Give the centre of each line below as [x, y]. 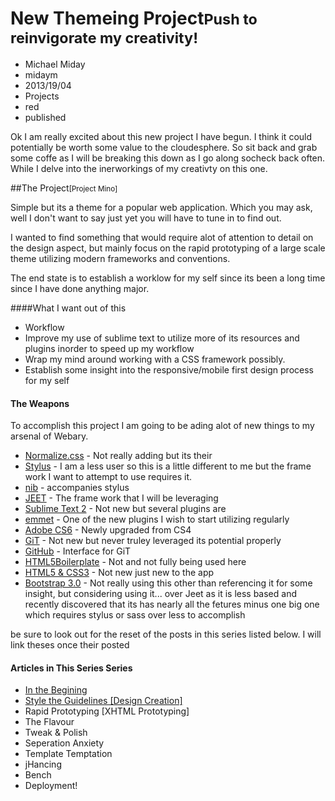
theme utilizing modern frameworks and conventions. [120, 258]
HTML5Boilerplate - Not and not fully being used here [135, 562]
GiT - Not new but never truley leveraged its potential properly [153, 541]
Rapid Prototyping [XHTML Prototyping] [107, 711]
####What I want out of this [68, 308]
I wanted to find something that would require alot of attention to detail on [162, 237]
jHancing [43, 764]
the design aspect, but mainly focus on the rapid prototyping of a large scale [168, 248]
